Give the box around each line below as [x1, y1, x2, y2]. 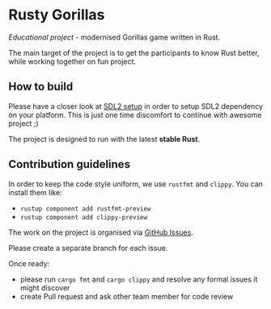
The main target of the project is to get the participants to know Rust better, [8, 48, 260, 57]
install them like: [8, 187, 62, 197]
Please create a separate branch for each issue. [8, 243, 168, 253]
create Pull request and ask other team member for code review [19, 291, 234, 301]
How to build [8, 80, 74, 94]
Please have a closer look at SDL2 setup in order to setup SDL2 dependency [8, 101, 264, 111]
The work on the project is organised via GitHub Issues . [8, 228, 194, 237]
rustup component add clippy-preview [19, 213, 148, 221]
